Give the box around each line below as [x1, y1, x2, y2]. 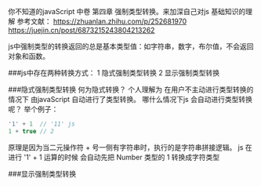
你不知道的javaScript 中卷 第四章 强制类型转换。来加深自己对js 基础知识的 [8, 7, 246, 16]
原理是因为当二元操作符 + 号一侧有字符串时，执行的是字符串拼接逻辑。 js [8, 142, 244, 151]
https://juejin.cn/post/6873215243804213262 [8, 26, 155, 35]
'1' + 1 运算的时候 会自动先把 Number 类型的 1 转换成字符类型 [23, 152, 220, 162]
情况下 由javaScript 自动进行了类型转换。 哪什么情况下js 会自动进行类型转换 [8, 95, 253, 104]
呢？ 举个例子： [8, 104, 59, 114]
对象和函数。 [8, 52, 49, 60]
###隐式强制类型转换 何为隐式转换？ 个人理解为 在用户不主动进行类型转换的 [8, 85, 254, 94]
